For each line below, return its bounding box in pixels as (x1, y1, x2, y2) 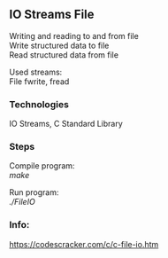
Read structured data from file (9, 49, 119, 60)
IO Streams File (9, 7, 95, 22)
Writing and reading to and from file (9, 30, 139, 41)
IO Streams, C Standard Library (9, 119, 124, 129)
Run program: (9, 187, 59, 198)
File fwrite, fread (9, 75, 70, 87)
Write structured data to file (9, 40, 110, 51)
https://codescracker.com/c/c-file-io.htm (9, 238, 159, 249)
